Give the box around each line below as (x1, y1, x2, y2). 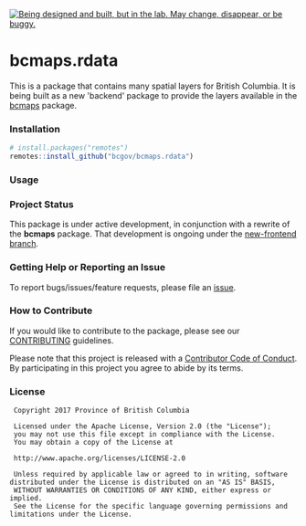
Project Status (9, 197, 75, 210)
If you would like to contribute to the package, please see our (9, 325, 240, 336)
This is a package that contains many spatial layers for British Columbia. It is (9, 80, 296, 91)
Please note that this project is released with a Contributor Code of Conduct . (9, 352, 298, 363)
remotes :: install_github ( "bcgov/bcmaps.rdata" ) (9, 152, 195, 162)
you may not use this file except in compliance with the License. (13, 430, 276, 439)
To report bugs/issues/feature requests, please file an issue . (9, 281, 237, 292)
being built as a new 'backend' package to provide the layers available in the (9, 89, 298, 100)
